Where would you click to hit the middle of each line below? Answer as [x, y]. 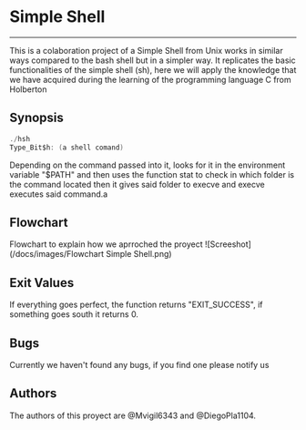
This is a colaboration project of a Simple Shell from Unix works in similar [147, 50]
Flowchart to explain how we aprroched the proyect [106, 244]
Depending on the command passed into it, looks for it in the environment [148, 165]
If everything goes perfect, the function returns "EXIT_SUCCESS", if [136, 305]
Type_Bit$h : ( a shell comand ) [67, 148]
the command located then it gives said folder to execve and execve [138, 184]
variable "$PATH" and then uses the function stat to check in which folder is [152, 174]
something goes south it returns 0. [74, 314]
